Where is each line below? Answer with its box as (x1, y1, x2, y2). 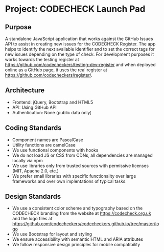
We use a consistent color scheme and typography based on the (12, 205, 143, 211)
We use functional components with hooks (12, 147, 99, 153)
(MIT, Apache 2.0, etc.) (12, 168, 59, 174)
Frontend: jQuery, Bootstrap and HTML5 (12, 99, 93, 105)
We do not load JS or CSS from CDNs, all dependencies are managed (12, 152, 153, 158)
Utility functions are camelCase (12, 142, 76, 147)
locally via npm (12, 157, 43, 163)
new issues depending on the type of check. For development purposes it (5, 51, 154, 57)
